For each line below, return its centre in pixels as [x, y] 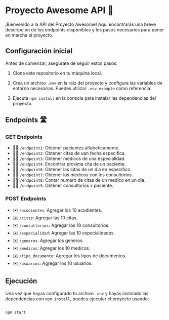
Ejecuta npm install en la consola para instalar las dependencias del [84, 98]
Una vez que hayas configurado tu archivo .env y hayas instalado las [77, 293]
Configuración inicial [39, 51]
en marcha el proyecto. [29, 35]
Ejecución [21, 281]
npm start [16, 312]
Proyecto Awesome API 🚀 [59, 10]
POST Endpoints [26, 198]
